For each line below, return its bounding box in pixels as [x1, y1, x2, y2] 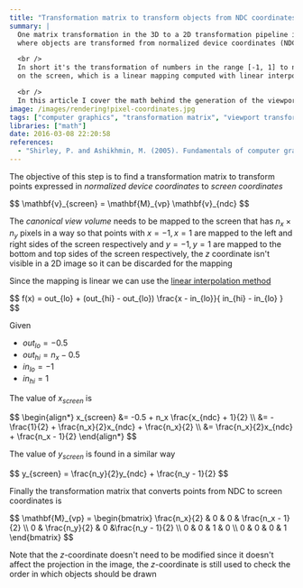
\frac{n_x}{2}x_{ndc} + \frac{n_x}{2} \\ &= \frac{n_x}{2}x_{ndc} [58, 421, 293, 433]
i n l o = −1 [22, 362, 54, 374]
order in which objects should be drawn [9, 569, 157, 580]
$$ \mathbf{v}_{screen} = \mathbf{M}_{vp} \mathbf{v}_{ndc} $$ [9, 198, 250, 208]
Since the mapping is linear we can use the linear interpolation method [9, 276, 271, 287]
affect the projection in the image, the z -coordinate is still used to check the [9, 559, 291, 570]
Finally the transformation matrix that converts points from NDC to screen [9, 486, 282, 497]
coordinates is [9, 495, 62, 506]
